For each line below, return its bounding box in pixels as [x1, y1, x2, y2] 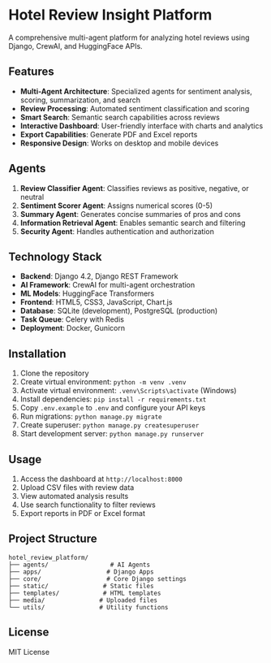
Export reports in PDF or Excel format [19, 509, 146, 518]
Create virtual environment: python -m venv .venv [19, 377, 187, 387]
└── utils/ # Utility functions [8, 603, 169, 611]
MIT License [8, 647, 50, 656]
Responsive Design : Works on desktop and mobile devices [19, 138, 219, 148]
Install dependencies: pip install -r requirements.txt [19, 394, 207, 404]
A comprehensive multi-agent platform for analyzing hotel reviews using [8, 32, 250, 42]
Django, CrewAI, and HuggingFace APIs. [8, 41, 144, 50]
